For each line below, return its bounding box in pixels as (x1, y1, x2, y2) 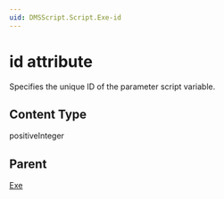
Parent (9, 156, 47, 171)
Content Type (9, 106, 87, 121)
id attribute (9, 51, 94, 71)
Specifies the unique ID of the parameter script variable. (9, 81, 216, 92)
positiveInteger (9, 130, 65, 141)
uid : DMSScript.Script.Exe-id (9, 12, 122, 22)
